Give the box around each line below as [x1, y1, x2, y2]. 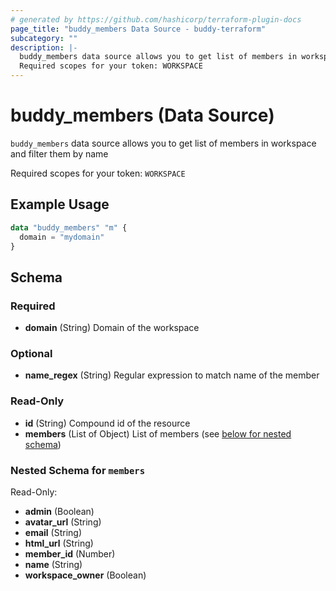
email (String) [24, 526, 83, 538]
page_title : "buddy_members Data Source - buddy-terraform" [10, 24, 267, 34]
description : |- [10, 42, 78, 53]
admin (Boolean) [24, 505, 95, 517]
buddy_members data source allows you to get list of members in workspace [10, 137, 317, 149]
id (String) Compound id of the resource [24, 417, 191, 429]
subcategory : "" [10, 33, 78, 43]
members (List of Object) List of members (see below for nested [24, 427, 292, 440]
